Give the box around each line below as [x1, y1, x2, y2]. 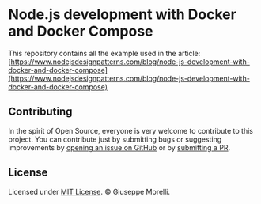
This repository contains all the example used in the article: [8, 48, 201, 58]
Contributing [8, 105, 73, 119]
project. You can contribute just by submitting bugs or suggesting [8, 134, 222, 144]
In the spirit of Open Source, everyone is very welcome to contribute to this [8, 126, 253, 135]
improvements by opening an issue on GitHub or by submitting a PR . [8, 142, 231, 152]
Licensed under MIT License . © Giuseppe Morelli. [8, 187, 171, 196]
